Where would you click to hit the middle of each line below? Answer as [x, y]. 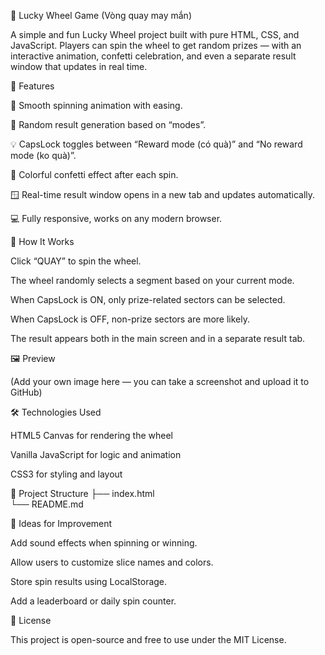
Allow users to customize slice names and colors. [112, 562]
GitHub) [26, 392]
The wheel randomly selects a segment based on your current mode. [152, 280]
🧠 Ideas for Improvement [61, 523]
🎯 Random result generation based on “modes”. [108, 124]
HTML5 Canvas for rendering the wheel [91, 435]
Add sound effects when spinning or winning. [104, 543]
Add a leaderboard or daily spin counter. [93, 601]
